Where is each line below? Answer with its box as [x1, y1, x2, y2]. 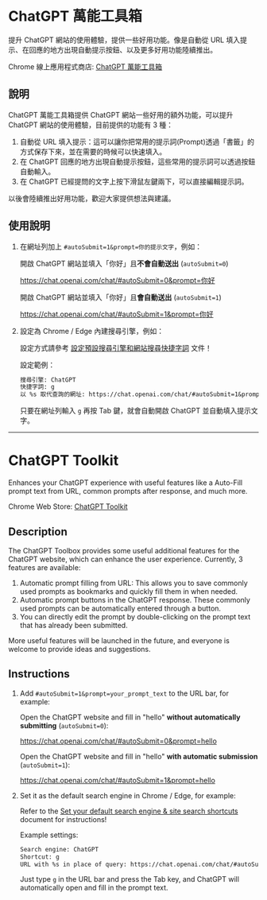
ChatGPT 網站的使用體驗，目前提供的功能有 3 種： [8, 120, 173, 130]
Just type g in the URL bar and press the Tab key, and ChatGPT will [19, 875, 240, 884]
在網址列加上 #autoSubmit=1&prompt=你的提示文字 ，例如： [19, 242, 203, 251]
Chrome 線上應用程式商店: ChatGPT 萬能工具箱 [8, 61, 163, 72]
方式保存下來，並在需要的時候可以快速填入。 [19, 146, 167, 156]
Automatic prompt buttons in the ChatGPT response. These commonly [19, 595, 250, 604]
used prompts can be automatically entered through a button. [19, 603, 221, 613]
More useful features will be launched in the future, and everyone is [8, 635, 230, 645]
